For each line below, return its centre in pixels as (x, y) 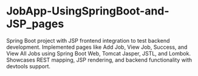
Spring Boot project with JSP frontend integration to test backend (88, 40)
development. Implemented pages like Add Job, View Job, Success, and (97, 47)
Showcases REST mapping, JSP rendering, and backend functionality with (99, 60)
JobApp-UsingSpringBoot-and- (88, 11)
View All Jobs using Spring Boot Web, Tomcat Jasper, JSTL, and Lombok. (99, 53)
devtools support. (28, 66)
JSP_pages (35, 24)
